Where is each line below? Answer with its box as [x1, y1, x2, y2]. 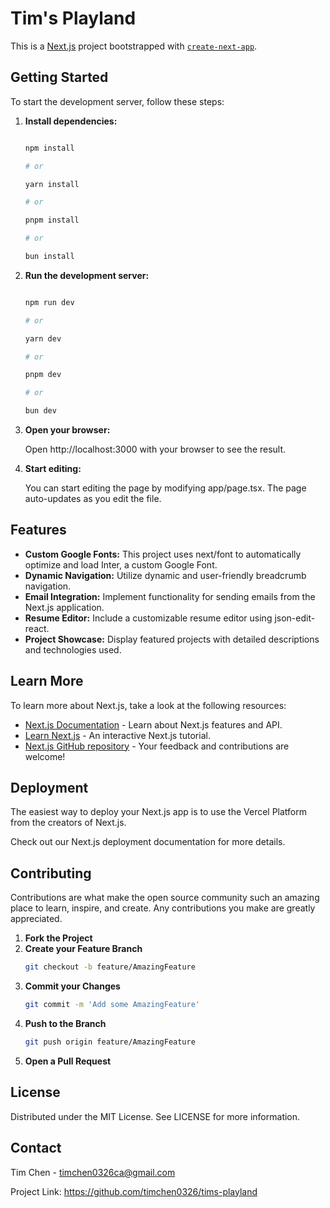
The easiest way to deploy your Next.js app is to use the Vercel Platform [10, 806, 308, 818]
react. [24, 622, 50, 634]
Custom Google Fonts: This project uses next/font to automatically [24, 548, 302, 560]
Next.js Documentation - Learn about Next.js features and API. [24, 718, 283, 731]
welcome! [24, 750, 66, 762]
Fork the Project [24, 932, 93, 944]
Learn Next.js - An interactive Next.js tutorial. [24, 729, 211, 741]
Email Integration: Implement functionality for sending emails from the [24, 590, 316, 602]
